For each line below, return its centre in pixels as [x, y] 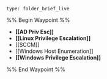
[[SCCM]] [27, 45]
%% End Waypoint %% [36, 69]
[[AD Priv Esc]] [34, 32]
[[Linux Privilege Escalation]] [53, 38]
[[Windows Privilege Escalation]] [58, 57]
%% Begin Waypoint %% [38, 20]
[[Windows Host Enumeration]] [54, 51]
